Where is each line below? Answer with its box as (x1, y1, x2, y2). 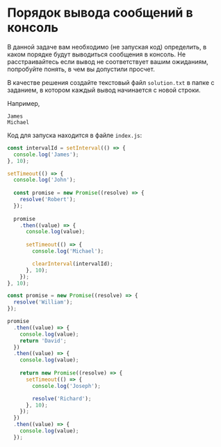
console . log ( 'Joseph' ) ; (32, 382, 101, 389)
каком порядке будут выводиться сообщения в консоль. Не (7, 50, 186, 58)
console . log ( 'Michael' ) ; (32, 248, 104, 255)
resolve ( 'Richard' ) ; (32, 395, 92, 402)
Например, (7, 99, 40, 107)
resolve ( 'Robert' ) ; (19, 196, 76, 203)
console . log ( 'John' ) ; (13, 176, 76, 184)
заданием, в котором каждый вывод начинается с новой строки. (7, 86, 201, 94)
